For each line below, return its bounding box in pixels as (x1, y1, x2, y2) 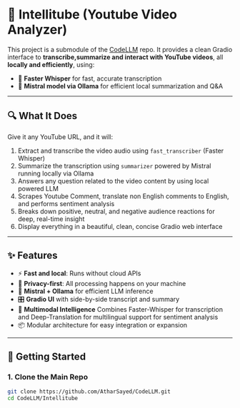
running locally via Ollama (17, 169, 94, 178)
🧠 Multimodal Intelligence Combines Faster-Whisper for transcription (17, 305, 224, 313)
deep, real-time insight (17, 214, 85, 223)
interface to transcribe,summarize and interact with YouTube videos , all (7, 53, 224, 61)
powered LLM (17, 184, 59, 193)
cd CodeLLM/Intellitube (7, 395, 79, 402)
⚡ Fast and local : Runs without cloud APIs (17, 269, 141, 277)
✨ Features (7, 250, 58, 262)
